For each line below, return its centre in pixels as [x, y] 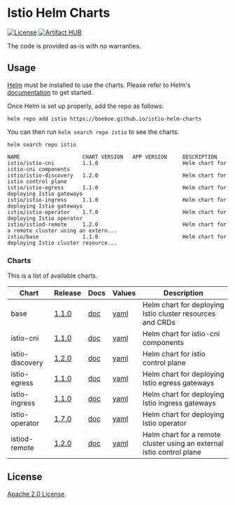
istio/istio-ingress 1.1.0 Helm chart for [117, 200]
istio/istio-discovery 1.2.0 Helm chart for [117, 175]
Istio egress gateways [178, 383]
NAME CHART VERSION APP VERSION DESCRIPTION [112, 157]
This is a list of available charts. [52, 276]
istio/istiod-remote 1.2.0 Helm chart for [117, 224]
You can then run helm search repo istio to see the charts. [93, 132]
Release [68, 293]
